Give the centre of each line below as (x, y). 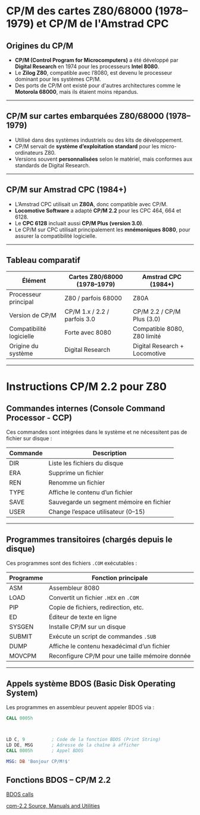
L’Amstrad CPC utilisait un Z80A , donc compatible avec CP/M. (91, 204)
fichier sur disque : (29, 439)
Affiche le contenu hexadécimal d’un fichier (110, 647)
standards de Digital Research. (52, 165)
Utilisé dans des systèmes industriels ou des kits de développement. (99, 140)
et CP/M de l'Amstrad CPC (103, 24)
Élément (34, 281)
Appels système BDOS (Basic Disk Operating (91, 683)
